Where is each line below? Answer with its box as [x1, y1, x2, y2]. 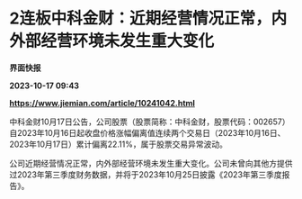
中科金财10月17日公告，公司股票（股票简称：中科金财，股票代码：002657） [9, 116, 290, 127]
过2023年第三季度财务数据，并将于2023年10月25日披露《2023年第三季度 [9, 168, 283, 180]
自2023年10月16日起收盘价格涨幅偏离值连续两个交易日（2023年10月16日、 [9, 127, 286, 138]
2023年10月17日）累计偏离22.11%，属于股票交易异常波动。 [9, 139, 227, 149]
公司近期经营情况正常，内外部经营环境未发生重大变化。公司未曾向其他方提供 [9, 158, 293, 168]
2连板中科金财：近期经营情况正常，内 [9, 8, 288, 29]
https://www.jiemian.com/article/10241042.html [9, 97, 196, 108]
